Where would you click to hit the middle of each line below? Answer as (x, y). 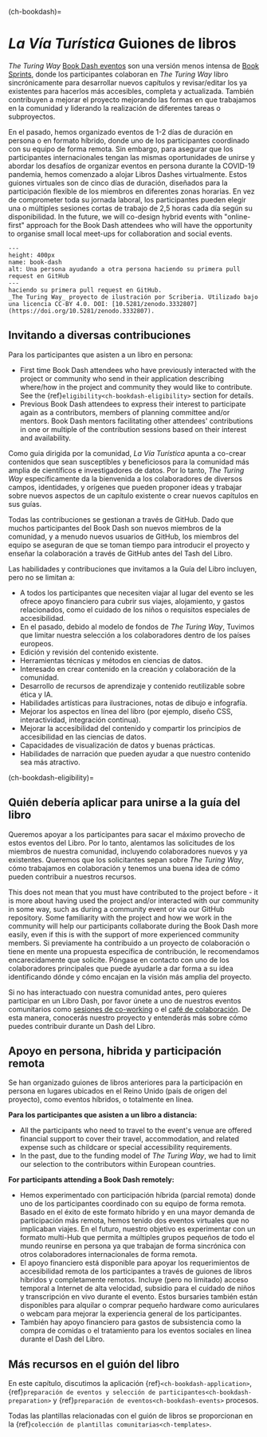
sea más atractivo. (50, 762)
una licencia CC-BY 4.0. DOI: (59, 304)
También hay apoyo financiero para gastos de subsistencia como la (130, 1322)
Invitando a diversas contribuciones (100, 335)
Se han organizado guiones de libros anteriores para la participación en (126, 1082)
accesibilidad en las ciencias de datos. (83, 736)
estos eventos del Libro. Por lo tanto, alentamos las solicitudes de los (122, 842)
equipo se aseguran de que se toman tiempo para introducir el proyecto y (129, 544)
